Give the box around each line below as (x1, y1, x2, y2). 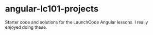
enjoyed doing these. (5, 24, 47, 30)
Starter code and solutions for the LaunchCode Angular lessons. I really (5, 19, 148, 25)
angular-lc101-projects (5, 3, 99, 14)
